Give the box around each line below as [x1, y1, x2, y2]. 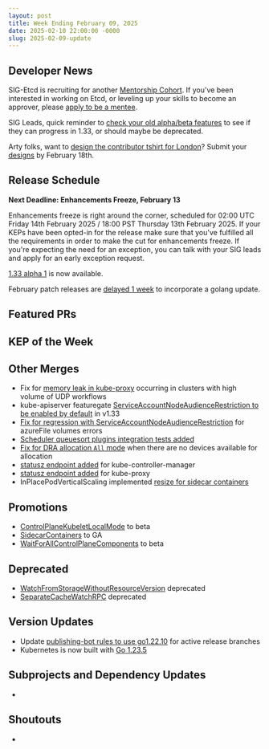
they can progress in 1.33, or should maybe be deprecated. [8, 126, 203, 136]
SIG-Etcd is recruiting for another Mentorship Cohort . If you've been [8, 85, 234, 95]
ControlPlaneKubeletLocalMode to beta [19, 522, 151, 531]
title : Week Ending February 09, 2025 [8, 19, 138, 27]
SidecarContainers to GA [19, 531, 103, 540]
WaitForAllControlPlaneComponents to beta [19, 539, 165, 548]
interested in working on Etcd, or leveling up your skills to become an [8, 94, 237, 104]
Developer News [8, 63, 93, 77]
